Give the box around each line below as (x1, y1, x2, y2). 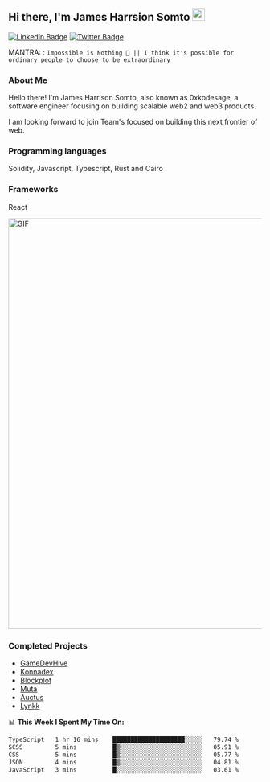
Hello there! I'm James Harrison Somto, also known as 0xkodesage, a (8, 93, 239, 103)
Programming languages (8, 145, 107, 157)
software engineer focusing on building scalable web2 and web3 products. (8, 101, 256, 111)
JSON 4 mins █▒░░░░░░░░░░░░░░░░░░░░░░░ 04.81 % (8, 758, 239, 766)
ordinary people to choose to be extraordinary (8, 55, 171, 64)
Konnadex (19, 667, 54, 676)
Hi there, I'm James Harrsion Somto (8, 10, 190, 24)
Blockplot (19, 676, 52, 685)
